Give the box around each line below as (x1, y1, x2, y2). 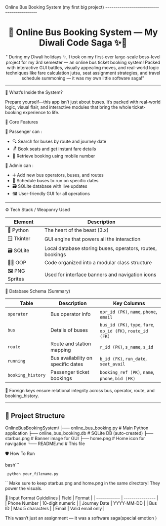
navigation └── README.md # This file (5, 441, 85, 446)
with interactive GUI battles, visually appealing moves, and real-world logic (6, 64, 160, 71)
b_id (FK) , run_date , (99, 355, 147, 362)
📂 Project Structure (5, 412, 65, 420)
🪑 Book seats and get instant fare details (12, 146, 96, 152)
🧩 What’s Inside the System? (5, 89, 63, 95)
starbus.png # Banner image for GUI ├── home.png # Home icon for (5, 435, 145, 441)
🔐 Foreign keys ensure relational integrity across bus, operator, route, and (5, 387, 155, 393)
